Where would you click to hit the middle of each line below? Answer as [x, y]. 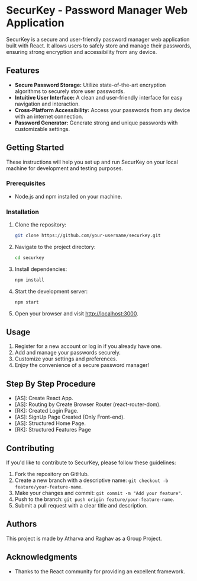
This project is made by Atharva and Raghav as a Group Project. [84, 538]
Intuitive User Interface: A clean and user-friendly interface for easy [98, 97]
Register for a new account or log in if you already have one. [88, 346]
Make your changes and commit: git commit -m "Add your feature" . [98, 493]
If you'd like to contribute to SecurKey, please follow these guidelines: [91, 462]
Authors [22, 524]
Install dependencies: [41, 269]
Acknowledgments [42, 557]
